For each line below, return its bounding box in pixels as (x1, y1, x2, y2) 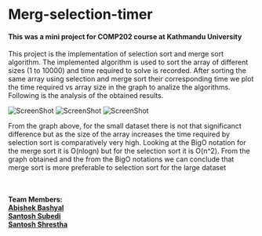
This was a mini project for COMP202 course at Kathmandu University (8, 31, 242, 41)
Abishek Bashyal (8, 203, 64, 212)
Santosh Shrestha (8, 220, 68, 229)
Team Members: (8, 194, 63, 205)
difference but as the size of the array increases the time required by (8, 129, 230, 139)
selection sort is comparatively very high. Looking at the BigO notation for (8, 138, 246, 147)
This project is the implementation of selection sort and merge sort (8, 49, 224, 59)
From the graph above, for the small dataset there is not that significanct (8, 122, 242, 131)
